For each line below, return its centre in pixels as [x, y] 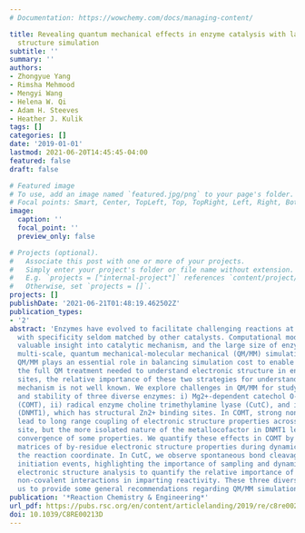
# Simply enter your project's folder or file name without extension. [152, 270]
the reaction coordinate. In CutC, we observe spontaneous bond [142, 455]
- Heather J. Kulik [46, 119]
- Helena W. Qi [38, 102]
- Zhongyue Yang [40, 77]
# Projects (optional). [54, 252]
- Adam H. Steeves [44, 110]
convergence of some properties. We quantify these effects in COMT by [156, 439]
